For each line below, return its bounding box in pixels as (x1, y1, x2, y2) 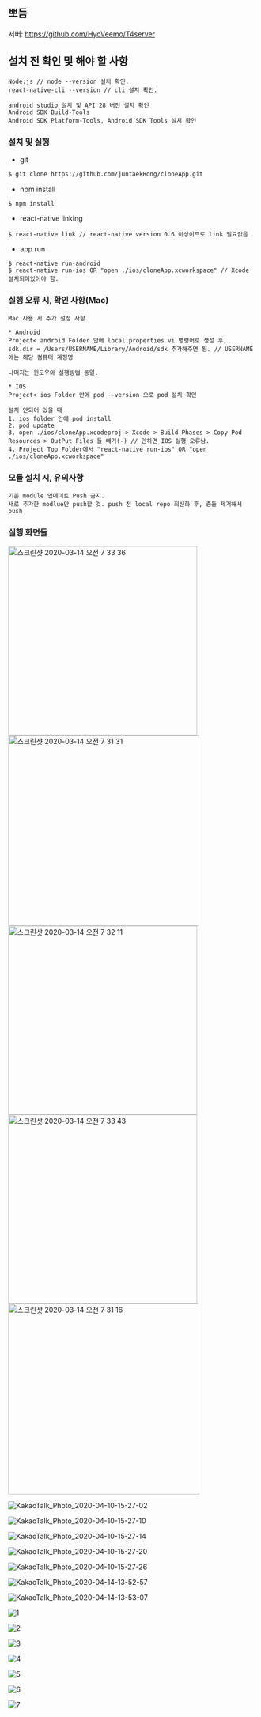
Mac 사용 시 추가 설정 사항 (8, 315, 85, 323)
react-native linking (19, 214, 83, 223)
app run (19, 244, 46, 254)
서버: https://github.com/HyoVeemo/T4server (8, 29, 156, 39)
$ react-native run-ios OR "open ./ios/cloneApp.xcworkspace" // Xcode (8, 267, 249, 274)
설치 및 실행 (8, 136, 50, 147)
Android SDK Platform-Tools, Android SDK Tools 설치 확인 (8, 116, 197, 124)
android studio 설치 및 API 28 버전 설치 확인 (8, 101, 149, 109)
